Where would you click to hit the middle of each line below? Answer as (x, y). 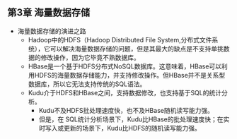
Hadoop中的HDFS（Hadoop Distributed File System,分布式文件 (120, 40)
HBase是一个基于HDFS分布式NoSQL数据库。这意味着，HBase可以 (125, 66)
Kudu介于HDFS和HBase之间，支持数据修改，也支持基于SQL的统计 (125, 92)
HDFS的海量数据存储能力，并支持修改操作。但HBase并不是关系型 (130, 75)
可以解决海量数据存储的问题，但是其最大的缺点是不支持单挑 (137, 49)
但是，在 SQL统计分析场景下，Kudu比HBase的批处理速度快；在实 (134, 119)
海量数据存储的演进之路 (52, 31)
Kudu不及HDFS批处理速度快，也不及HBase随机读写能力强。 (126, 110)
